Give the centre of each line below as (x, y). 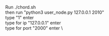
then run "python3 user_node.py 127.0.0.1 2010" (55, 12)
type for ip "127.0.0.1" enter (33, 23)
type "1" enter (20, 18)
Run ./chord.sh (21, 7)
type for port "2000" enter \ (34, 28)
